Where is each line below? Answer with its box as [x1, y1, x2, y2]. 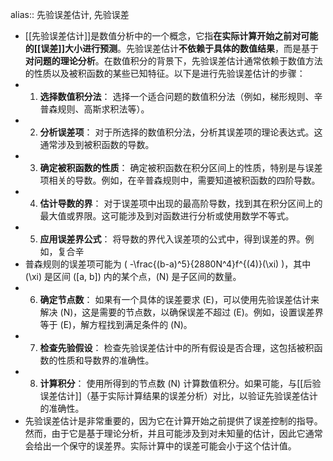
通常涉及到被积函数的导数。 [39, 139, 155, 150]
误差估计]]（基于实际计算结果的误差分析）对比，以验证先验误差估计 [39, 390, 318, 402]
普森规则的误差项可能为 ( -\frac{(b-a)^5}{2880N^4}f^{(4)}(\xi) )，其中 [24, 258, 312, 270]
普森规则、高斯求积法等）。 [39, 103, 150, 115]
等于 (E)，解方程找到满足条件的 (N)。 [39, 319, 193, 330]
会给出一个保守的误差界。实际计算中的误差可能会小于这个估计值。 [24, 440, 297, 452]
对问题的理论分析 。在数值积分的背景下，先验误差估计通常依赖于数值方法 [24, 55, 323, 67]
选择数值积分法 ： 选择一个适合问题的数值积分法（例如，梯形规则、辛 [39, 91, 323, 102]
